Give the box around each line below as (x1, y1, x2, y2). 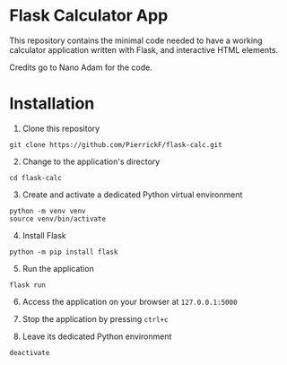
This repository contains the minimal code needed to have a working (9, 35, 263, 46)
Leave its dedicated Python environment (22, 331, 172, 342)
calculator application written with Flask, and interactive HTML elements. (9, 44, 279, 55)
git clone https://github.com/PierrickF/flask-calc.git (9, 140, 222, 149)
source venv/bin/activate (9, 214, 106, 223)
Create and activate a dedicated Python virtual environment (22, 189, 243, 200)
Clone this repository (22, 123, 100, 134)
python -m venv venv (9, 206, 87, 215)
